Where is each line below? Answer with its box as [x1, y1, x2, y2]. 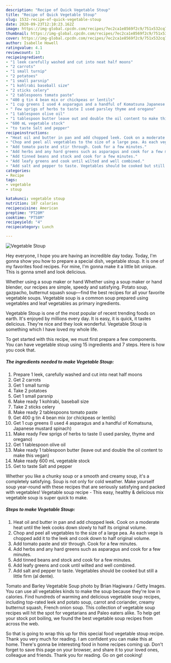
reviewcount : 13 [6, 50, 40, 55]
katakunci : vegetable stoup [6, 196, 65, 201]
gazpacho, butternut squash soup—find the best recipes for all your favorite [6, 290, 165, 295]
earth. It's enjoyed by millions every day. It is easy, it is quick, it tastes [6, 315, 151, 322]
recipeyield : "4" [6, 219, 43, 225]
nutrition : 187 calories [6, 201, 58, 206]
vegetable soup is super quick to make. [6, 494, 88, 500]
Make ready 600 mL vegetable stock [13, 458, 90, 464]
